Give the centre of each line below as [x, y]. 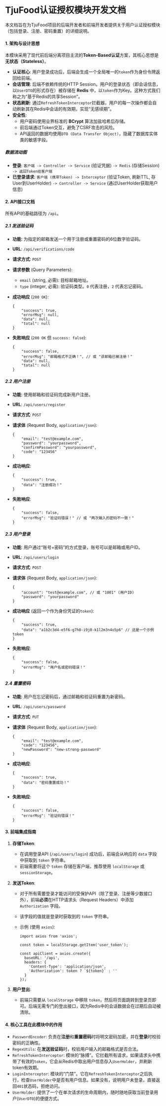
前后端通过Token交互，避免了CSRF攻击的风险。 [68, 128]
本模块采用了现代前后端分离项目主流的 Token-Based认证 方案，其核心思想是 [82, 55]
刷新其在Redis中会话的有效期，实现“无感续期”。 [65, 109]
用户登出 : [21, 989]
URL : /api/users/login [36, 557]
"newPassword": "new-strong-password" [61, 750]
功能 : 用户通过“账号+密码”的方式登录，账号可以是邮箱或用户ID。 [78, 548]
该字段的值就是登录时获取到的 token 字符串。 [65, 917]
